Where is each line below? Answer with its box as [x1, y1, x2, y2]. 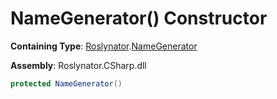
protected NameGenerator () [10, 78, 123, 89]
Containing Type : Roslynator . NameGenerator [10, 40, 198, 52]
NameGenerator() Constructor [10, 7, 268, 30]
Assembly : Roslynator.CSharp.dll [10, 59, 147, 71]
